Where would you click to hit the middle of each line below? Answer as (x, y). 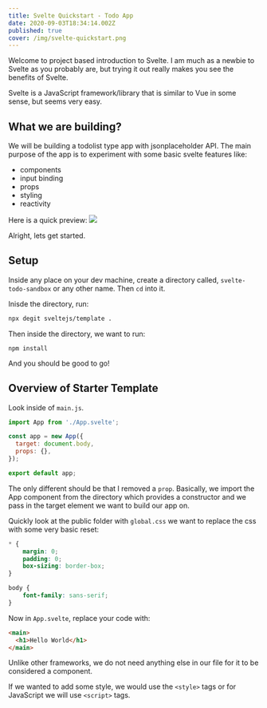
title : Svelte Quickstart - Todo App (71, 16)
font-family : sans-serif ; (66, 595)
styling (31, 196)
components (40, 170)
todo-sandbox (30, 289)
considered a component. (51, 671)
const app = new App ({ (46, 437)
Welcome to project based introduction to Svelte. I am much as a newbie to (132, 61)
